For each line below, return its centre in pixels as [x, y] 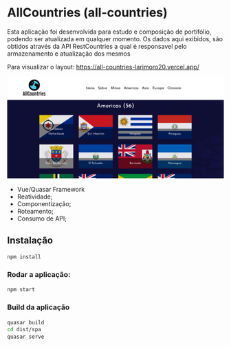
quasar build [26, 322]
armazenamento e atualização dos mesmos [69, 54]
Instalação [30, 240]
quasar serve [26, 337]
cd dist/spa [24, 330]
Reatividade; [35, 197]
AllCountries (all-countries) [88, 13]
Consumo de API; [42, 219]
